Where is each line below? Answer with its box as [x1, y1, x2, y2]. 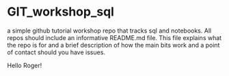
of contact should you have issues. [7, 48, 106, 56]
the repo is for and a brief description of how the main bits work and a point [7, 41, 220, 49]
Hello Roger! [7, 61, 42, 69]
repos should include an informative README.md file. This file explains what [7, 33, 222, 41]
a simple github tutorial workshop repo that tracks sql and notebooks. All [7, 26, 212, 35]
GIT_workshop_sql [7, 4, 115, 20]
